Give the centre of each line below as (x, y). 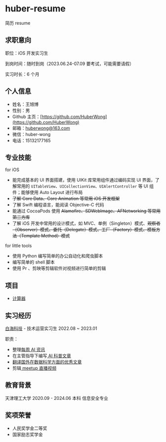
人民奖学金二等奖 (30, 428)
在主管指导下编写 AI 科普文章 (42, 356)
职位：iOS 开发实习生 (27, 53)
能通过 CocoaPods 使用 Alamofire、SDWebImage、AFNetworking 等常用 (86, 211)
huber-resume (35, 9)
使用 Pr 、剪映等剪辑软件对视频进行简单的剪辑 (59, 268)
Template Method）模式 (45, 236)
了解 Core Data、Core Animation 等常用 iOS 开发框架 (66, 198)
